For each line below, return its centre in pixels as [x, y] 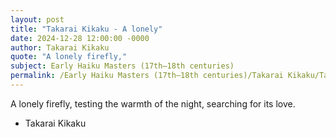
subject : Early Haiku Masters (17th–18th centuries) [122, 66]
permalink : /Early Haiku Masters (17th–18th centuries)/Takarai [147, 76]
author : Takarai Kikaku [60, 47]
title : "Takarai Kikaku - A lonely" [86, 29]
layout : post [37, 19]
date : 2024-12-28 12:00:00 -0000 [80, 38]
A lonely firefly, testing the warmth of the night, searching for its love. [153, 103]
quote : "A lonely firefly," [69, 57]
